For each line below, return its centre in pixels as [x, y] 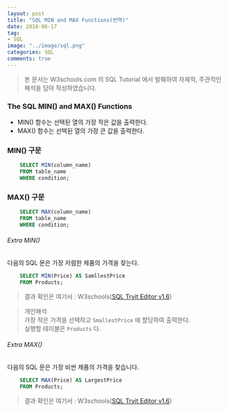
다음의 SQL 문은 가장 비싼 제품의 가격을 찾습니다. [73, 367]
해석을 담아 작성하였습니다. [60, 88]
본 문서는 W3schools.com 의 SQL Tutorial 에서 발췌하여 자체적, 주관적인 [123, 79]
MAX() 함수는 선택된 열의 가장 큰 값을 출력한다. [81, 131]
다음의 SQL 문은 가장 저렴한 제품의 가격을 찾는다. [73, 263]
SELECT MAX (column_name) [55, 212]
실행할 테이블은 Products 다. [62, 328]
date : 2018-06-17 [32, 26]
